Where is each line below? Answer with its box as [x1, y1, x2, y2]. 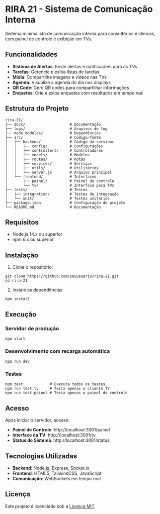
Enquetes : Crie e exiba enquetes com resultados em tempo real [12, 90, 144, 96]
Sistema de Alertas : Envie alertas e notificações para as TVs [12, 63, 138, 69]
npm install [5, 297, 30, 302]
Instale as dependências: [12, 287, 64, 293]
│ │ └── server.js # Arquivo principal [5, 170, 112, 175]
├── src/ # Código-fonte [5, 135, 101, 140]
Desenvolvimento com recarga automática [5, 347, 110, 354]
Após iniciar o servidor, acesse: [5, 417, 70, 423]
